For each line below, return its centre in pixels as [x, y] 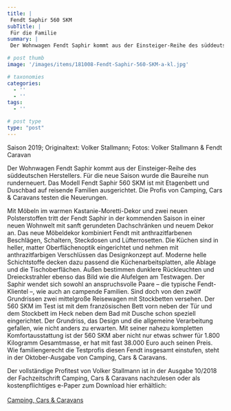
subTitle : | [24, 26]
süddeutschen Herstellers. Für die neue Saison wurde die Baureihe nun [108, 175]
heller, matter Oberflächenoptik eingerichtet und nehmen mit [93, 247]
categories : [24, 83]
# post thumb [26, 58]
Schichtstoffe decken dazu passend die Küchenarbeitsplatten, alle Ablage [112, 262]
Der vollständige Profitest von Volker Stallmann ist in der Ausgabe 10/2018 [112, 370]
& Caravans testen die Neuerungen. [58, 197]
